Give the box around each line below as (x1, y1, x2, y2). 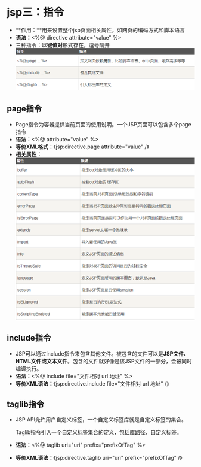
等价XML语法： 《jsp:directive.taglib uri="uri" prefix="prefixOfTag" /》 (15, 454, 183, 462)
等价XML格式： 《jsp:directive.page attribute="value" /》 (15, 143, 150, 150)
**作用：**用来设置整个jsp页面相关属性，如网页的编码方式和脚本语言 (15, 26, 185, 34)
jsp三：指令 (7, 5, 64, 19)
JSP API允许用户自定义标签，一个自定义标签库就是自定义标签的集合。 (15, 416, 187, 423)
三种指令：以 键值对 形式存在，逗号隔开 (15, 41, 110, 48)
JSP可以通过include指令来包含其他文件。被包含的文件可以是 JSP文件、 (15, 350, 190, 357)
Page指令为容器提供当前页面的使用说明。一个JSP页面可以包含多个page (15, 120, 191, 128)
